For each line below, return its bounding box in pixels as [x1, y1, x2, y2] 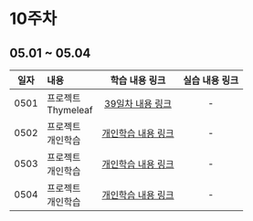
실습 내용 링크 [183, 74, 239, 87]
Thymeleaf [47, 104, 93, 116]
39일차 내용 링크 [104, 98, 172, 110]
